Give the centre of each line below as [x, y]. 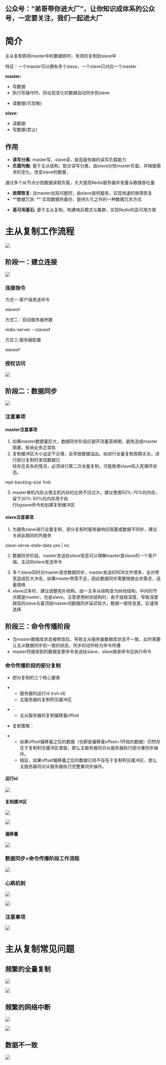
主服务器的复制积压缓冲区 [46, 699]
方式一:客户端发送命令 [28, 300]
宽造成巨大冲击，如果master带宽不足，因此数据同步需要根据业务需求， [84, 578]
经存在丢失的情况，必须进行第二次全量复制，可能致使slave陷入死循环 [83, 466]
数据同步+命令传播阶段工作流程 [42, 858]
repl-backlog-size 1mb [28, 482]
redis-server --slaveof [28, 330]
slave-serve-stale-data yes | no [37, 545]
